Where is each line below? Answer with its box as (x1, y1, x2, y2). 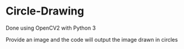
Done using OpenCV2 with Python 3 (5, 24, 96, 31)
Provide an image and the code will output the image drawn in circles (5, 36, 178, 43)
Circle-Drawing (5, 4, 84, 18)
